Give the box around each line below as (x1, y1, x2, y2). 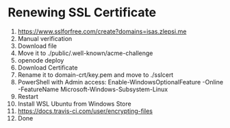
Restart (17, 92, 38, 100)
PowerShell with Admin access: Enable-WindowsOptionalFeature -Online (17, 78, 224, 86)
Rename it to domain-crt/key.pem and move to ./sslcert (17, 70, 174, 79)
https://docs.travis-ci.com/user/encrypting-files (17, 107, 153, 115)
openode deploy (17, 56, 64, 64)
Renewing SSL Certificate (8, 5, 157, 20)
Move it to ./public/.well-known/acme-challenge (17, 49, 153, 57)
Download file (17, 42, 57, 50)
